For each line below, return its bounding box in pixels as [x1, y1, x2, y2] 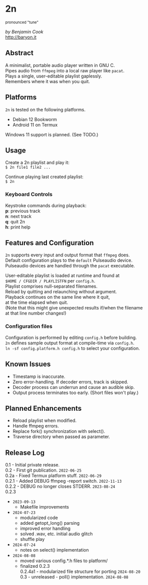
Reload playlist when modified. [12, 417, 77, 423]
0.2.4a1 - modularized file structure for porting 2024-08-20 [20, 568, 140, 575]
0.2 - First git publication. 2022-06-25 [5, 467, 82, 474]
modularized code [20, 515, 58, 521]
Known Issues [5, 360, 51, 369]
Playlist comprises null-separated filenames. [5, 283, 97, 289]
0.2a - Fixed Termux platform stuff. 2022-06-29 [5, 473, 102, 479]
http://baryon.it [5, 34, 37, 40]
